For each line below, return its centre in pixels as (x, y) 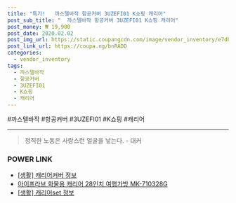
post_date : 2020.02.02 (40, 33)
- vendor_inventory (42, 59)
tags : (15, 66)
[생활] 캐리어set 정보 (46, 192)
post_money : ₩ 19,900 (39, 27)
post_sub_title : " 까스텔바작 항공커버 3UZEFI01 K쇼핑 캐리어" (93, 20)
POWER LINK (30, 159)
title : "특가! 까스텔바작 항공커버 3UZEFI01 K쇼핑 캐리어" (87, 14)
